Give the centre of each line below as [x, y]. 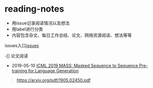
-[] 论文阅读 [16, 56]
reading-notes [34, 9]
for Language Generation [53, 70]
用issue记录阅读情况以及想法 [41, 23]
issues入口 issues [22, 45]
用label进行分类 [27, 29]
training [19, 70]
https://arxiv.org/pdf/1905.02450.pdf [54, 80]
